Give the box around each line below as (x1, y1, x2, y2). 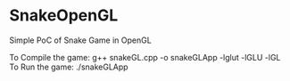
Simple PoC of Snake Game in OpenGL (9, 35, 152, 45)
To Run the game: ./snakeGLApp (9, 61, 128, 72)
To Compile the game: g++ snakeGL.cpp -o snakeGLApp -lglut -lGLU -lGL (9, 52, 281, 62)
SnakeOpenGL (9, 5, 119, 26)
